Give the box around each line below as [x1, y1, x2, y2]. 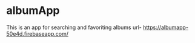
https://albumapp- [143, 24, 189, 31]
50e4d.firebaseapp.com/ [6, 30, 68, 37]
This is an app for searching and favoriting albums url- [6, 24, 142, 31]
